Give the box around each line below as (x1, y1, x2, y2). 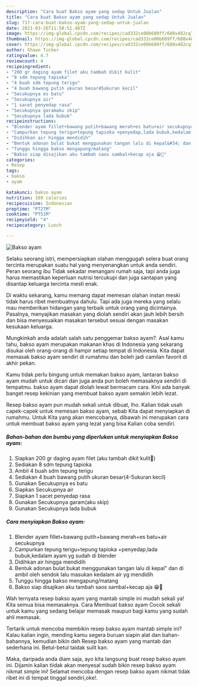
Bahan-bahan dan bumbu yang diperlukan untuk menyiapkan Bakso (6, 433, 179, 440)
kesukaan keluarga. (6, 323, 54, 330)
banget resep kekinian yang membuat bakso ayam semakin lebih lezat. (6, 390, 178, 397)
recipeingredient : (6, 63, 51, 70)
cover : (6, 42, 22, 48)
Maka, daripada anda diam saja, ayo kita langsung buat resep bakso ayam (6, 655, 186, 662)
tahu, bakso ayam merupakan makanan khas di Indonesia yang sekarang (6, 341, 183, 348)
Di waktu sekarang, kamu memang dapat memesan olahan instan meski (6, 292, 181, 299)
